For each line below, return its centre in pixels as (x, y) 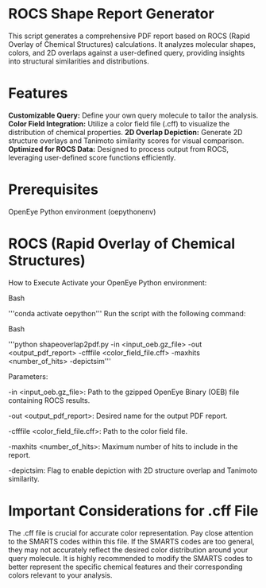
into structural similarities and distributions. (79, 61)
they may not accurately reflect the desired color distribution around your (128, 550)
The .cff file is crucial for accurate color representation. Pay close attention (131, 532)
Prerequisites (54, 190)
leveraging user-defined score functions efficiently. (92, 157)
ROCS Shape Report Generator (111, 14)
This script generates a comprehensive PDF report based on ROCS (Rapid (129, 36)
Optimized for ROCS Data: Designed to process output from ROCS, (118, 149)
